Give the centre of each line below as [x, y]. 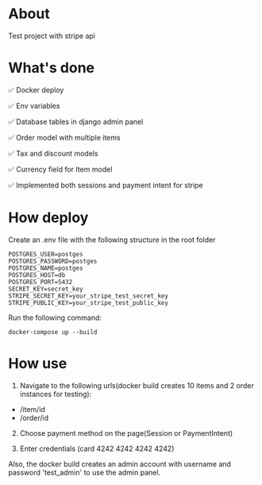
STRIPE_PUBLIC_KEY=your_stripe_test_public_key [89, 302]
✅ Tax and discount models [53, 153]
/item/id [33, 409]
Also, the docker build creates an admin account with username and [120, 464]
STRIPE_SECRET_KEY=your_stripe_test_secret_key [89, 296]
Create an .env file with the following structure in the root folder [112, 240]
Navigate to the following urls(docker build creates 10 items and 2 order [137, 385]
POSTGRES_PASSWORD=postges [53, 261]
